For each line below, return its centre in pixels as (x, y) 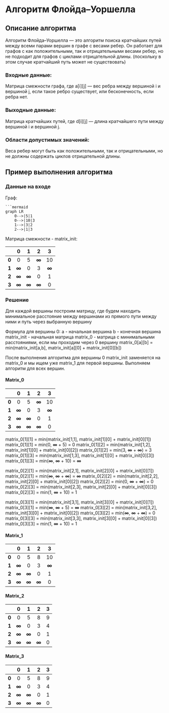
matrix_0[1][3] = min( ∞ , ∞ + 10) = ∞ (43, 461)
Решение (17, 300)
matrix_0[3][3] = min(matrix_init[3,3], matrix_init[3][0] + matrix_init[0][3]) (81, 518)
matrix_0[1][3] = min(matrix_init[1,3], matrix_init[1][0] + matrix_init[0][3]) (80, 455)
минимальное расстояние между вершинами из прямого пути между (81, 316)
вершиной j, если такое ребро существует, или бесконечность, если (80, 91)
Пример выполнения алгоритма (59, 172)
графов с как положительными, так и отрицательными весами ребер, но (84, 51)
